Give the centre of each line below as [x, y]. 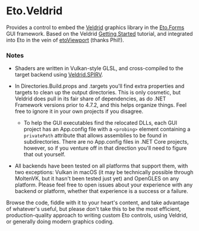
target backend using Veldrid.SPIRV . [59, 75]
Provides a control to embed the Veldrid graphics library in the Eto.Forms [95, 27]
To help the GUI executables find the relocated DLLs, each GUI [100, 123]
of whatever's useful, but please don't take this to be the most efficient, [94, 209]
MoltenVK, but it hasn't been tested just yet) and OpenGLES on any [97, 179]
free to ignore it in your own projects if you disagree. [79, 112]
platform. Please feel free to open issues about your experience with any [104, 185]
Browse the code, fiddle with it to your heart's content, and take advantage [98, 202]
